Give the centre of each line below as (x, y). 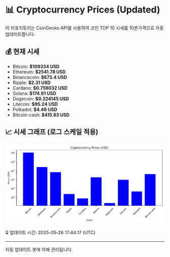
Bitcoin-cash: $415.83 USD (41, 115)
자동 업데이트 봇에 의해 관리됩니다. (39, 249)
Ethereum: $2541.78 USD (39, 72)
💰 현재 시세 (22, 52)
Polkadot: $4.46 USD (35, 109)
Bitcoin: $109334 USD (36, 66)
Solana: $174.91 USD (34, 93)
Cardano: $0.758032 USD (40, 88)
